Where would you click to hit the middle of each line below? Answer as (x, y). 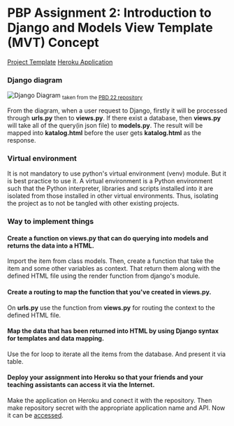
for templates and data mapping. (56, 339)
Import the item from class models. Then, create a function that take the (111, 261)
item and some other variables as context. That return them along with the (114, 269)
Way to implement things (51, 222)
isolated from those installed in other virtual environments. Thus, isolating (113, 196)
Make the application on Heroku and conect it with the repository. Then (110, 401)
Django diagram (35, 80)
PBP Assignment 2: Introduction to (109, 13)
